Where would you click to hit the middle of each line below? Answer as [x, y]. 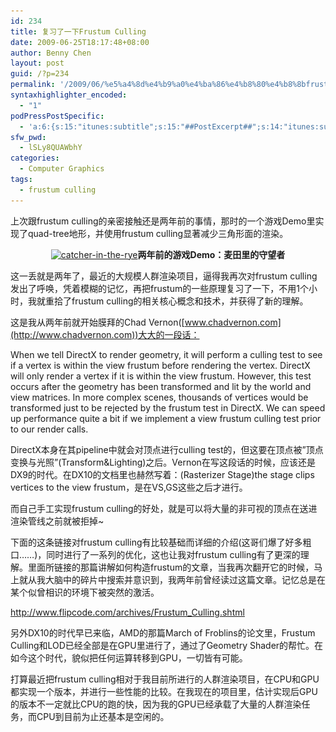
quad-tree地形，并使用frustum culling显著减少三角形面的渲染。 [158, 233]
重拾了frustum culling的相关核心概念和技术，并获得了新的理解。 [176, 301]
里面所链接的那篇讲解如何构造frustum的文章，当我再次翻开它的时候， [171, 567]
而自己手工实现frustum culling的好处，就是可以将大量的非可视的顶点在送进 [164, 508]
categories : [35, 158]
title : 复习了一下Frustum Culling [78, 31]
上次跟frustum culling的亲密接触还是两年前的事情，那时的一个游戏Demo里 [163, 221]
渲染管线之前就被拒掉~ [57, 521]
